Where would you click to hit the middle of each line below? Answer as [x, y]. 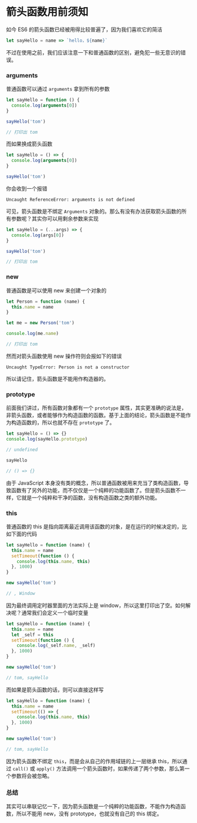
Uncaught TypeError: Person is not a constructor [68, 367]
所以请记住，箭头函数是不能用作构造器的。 [57, 378]
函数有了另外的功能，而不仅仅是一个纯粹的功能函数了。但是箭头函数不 [96, 490]
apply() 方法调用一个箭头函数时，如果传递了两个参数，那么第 [110, 768]
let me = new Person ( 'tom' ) [40, 323]
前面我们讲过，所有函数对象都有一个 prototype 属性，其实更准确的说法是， [96, 408]
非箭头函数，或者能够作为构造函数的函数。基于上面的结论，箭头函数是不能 [96, 415]
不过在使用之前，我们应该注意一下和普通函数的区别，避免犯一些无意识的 [93, 52]
